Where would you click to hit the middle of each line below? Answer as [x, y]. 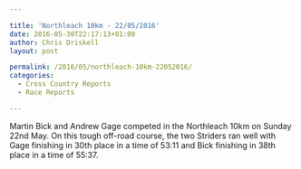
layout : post [34, 51]
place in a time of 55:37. [54, 155]
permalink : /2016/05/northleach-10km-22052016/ [101, 67]
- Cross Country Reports [64, 84]
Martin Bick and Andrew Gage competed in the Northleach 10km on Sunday [150, 126]
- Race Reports [46, 92]
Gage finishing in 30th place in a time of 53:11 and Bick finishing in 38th [143, 145]
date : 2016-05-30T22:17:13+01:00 [73, 34]
